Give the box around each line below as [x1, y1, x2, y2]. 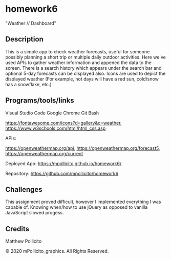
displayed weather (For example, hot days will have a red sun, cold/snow [5, 75, 159, 82]
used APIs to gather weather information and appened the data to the [5, 59, 152, 66]
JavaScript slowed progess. [5, 210, 64, 216]
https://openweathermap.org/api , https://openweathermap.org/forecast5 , [5, 145, 160, 151]
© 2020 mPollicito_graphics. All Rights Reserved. [5, 248, 109, 254]
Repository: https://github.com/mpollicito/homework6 [5, 170, 119, 176]
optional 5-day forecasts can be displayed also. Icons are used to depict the [5, 70, 166, 76]
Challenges [5, 185, 42, 194]
